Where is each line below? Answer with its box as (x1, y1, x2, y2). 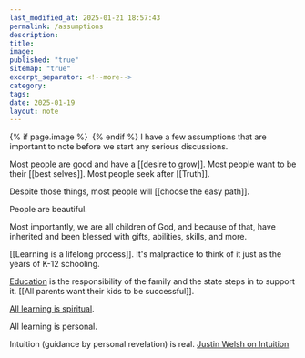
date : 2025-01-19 (9, 97, 76, 107)
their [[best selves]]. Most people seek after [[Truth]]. (9, 169, 210, 179)
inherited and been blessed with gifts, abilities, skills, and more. (9, 231, 248, 242)
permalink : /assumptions (9, 22, 104, 31)
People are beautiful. (9, 204, 88, 215)
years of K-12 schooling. (9, 259, 100, 270)
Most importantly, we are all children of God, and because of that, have (9, 221, 276, 232)
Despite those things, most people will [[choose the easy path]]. (9, 186, 250, 197)
